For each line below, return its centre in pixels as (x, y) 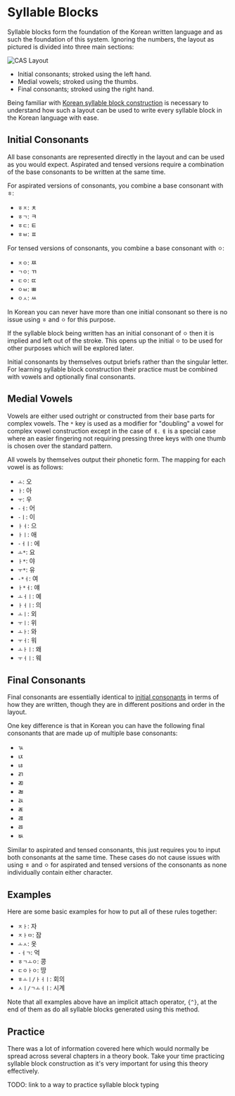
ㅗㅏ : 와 (27, 631)
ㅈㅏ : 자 (27, 926)
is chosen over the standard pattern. (60, 445)
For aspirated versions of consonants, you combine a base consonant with (115, 185)
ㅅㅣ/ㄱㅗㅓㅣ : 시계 (41, 988)
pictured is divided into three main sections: (71, 47)
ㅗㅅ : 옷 (27, 944)
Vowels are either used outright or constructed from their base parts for (111, 416)
